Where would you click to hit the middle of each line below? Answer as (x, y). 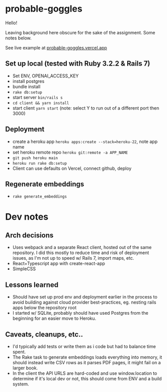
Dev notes (27, 216)
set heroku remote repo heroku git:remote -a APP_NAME (70, 152)
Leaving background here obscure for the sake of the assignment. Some (80, 32)
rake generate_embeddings (39, 197)
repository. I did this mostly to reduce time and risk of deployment (81, 253)
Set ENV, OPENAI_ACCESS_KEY (46, 76)
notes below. (18, 38)
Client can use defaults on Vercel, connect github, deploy (72, 168)
